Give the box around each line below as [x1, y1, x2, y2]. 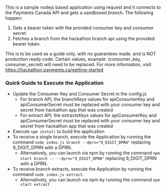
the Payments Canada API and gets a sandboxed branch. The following [5, 10, 153, 16]
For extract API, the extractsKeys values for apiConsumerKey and [20, 112, 157, 118]
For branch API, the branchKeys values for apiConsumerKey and [20, 96, 155, 103]
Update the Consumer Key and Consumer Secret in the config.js [12, 91, 147, 97]
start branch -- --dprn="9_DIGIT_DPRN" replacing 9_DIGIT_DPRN [20, 155, 157, 161]
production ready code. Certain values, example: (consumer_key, [5, 56, 142, 62]
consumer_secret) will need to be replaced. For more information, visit [5, 62, 152, 67]
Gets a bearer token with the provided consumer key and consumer [12, 25, 154, 31]
